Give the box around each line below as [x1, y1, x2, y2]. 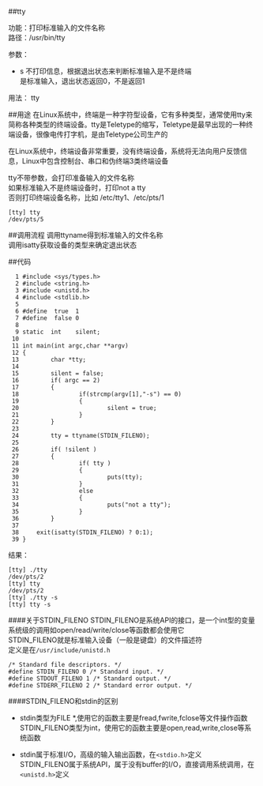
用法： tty [8, 93, 40, 102]
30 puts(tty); [11, 473, 144, 481]
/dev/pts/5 [8, 216, 44, 224]
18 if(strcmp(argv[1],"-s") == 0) [11, 390, 182, 398]
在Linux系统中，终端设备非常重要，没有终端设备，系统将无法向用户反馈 [8, 146, 241, 156]
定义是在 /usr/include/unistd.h [8, 645, 111, 654]
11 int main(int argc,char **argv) [11, 342, 129, 350]
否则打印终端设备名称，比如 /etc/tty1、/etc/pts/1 [8, 193, 164, 202]
